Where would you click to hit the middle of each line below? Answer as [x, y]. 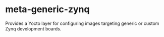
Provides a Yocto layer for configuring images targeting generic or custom [82, 23]
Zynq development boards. [33, 28]
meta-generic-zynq [47, 9]
